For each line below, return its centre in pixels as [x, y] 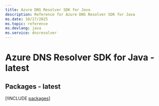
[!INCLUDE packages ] [28, 98]
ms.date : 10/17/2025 [27, 19]
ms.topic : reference [27, 24]
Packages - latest [33, 86]
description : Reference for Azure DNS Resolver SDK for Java [70, 14]
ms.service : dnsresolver [31, 33]
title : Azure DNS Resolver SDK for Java [48, 10]
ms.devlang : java [23, 28]
